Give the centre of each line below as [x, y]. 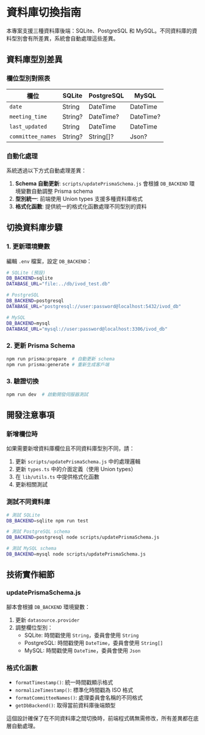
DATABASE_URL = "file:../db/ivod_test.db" [59, 284]
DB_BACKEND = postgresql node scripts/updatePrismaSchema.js [83, 537]
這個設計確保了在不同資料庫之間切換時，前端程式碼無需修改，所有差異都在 [100, 718]
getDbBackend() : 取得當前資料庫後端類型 [65, 705]
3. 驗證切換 [23, 382]
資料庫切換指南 [44, 13]
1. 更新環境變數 [28, 247]
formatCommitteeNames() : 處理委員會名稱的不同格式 [79, 697]
